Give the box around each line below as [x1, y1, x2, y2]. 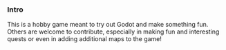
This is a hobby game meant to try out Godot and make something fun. [7, 21, 209, 29]
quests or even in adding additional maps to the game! [7, 35, 162, 43]
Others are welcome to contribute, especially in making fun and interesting [7, 27, 220, 36]
